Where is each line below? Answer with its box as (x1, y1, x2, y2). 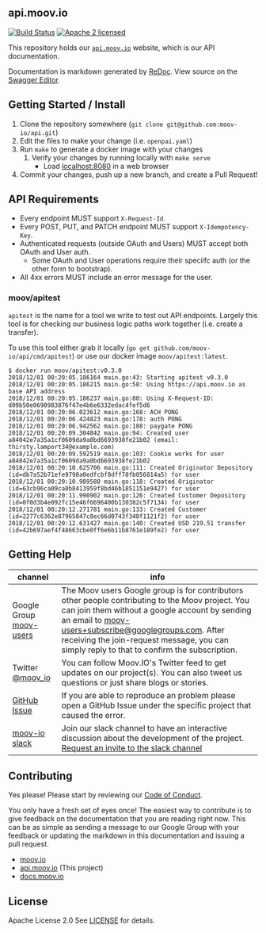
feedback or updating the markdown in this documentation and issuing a (8, 831, 245, 840)
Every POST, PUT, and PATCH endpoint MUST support (19, 222, 198, 232)
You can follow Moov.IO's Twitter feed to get (61, 657, 227, 668)
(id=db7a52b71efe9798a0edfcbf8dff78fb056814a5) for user (8, 470, 200, 478)
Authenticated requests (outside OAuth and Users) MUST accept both (19, 239, 249, 248)
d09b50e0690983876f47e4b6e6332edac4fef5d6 (8, 401, 150, 409)
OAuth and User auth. (19, 248, 91, 257)
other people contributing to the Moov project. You (61, 594, 249, 605)
